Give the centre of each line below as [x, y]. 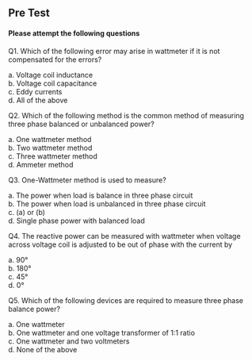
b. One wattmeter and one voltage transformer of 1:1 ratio [102, 332]
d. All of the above [38, 100]
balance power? [34, 309]
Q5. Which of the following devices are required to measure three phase [126, 300]
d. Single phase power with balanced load [76, 221]
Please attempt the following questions [74, 33]
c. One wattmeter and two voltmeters [69, 341]
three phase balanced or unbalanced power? [81, 124]
